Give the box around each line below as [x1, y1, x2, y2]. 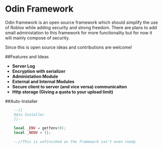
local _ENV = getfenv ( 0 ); [14, 126, 67, 131]
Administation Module [12, 73, 58, 79]
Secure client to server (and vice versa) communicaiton [12, 83, 127, 89]
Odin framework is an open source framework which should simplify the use [5, 19, 158, 25]
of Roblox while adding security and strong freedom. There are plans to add [5, 24, 157, 30]
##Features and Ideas [5, 53, 49, 59]
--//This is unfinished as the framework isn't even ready [14, 139, 136, 144]
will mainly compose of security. [5, 35, 70, 41]
